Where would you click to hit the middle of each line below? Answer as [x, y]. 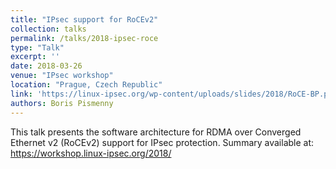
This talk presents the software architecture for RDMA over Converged [156, 132]
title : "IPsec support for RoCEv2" [84, 19]
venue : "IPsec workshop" [62, 76]
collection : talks [48, 29]
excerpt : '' [35, 57]
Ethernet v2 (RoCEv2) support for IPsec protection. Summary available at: [162, 142]
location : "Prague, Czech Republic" [86, 85]
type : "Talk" [37, 47]
